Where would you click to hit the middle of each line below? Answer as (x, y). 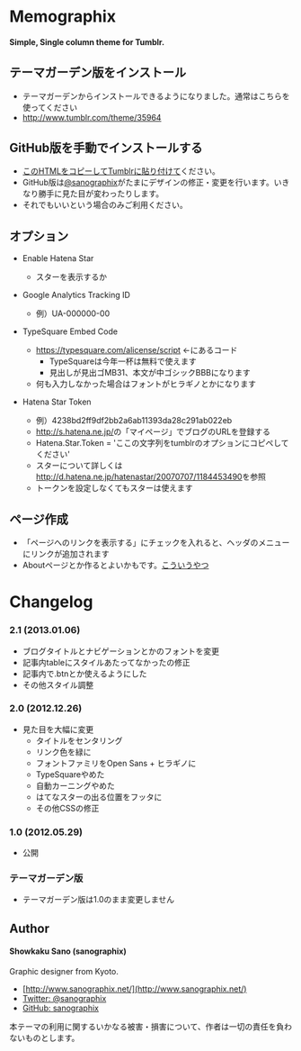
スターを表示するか (71, 277)
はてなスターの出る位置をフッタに (99, 797)
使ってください (50, 107)
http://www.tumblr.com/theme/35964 (92, 117)
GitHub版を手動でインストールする (106, 147)
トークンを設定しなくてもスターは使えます (114, 488)
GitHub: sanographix (60, 1008)
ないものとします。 (44, 1038)
